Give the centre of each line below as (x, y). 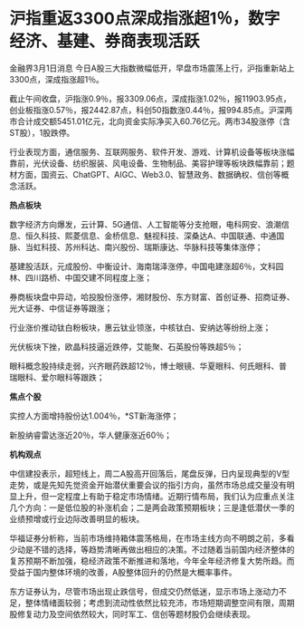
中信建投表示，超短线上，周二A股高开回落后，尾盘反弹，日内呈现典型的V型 (150, 473)
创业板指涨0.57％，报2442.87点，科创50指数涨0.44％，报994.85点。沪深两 (151, 110)
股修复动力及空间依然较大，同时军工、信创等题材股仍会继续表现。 (132, 614)
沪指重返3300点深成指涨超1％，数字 (145, 19)
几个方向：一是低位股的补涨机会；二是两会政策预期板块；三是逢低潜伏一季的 (152, 507)
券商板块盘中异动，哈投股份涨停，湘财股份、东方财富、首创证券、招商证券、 (152, 296)
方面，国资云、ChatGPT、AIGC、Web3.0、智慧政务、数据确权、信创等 (149, 174)
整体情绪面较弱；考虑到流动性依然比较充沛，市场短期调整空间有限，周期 (160, 603)
